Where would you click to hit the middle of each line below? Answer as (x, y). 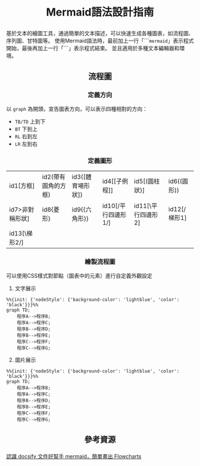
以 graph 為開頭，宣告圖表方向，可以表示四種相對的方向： (77, 108)
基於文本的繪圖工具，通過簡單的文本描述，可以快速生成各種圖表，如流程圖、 (100, 33)
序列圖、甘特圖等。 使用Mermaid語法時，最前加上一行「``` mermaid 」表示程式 (100, 41)
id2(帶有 (54, 177)
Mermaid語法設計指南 (100, 12)
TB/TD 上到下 (30, 121)
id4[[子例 (115, 181)
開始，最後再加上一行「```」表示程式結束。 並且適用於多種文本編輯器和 (93, 48)
